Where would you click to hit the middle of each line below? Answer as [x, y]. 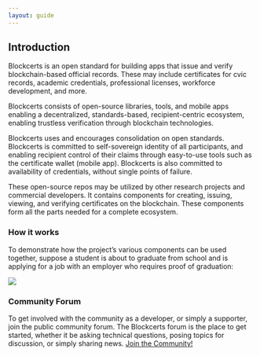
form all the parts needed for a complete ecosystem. [93, 212]
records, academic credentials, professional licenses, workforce [112, 83]
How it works [34, 233]
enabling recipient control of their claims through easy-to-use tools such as [130, 155]
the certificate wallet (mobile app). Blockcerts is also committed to [115, 163]
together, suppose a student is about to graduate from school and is [118, 258]
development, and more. [48, 91]
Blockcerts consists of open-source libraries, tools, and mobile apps [119, 106]
